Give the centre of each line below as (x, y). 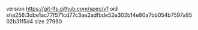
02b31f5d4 (20, 21)
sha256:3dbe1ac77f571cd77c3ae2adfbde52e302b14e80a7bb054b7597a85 (99, 15)
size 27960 (48, 21)
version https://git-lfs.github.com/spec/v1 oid (62, 9)
